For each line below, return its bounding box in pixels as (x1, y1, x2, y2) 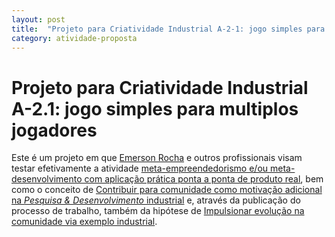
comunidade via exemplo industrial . (11, 216, 158, 228)
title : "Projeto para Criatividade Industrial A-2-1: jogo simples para (11, 24, 326, 34)
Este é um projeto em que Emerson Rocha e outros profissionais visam (11, 152, 303, 164)
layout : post (11, 14, 66, 25)
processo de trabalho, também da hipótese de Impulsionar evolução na (11, 205, 305, 217)
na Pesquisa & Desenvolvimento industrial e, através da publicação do (11, 194, 301, 206)
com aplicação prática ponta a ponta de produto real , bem (84, 173, 324, 185)
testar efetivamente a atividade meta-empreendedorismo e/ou (11, 162, 269, 175)
